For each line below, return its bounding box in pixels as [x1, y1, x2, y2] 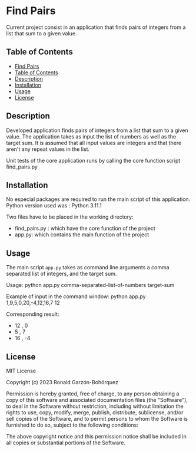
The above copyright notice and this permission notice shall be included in [6, 433, 187, 440]
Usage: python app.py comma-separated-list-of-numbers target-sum [6, 282, 175, 289]
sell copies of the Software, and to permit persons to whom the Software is [6, 415, 188, 422]
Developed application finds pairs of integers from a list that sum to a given [6, 127, 188, 134]
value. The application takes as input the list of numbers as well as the [6, 133, 177, 140]
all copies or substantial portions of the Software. [6, 439, 125, 446]
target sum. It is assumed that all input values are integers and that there [6, 139, 182, 146]
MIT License [6, 367, 36, 374]
